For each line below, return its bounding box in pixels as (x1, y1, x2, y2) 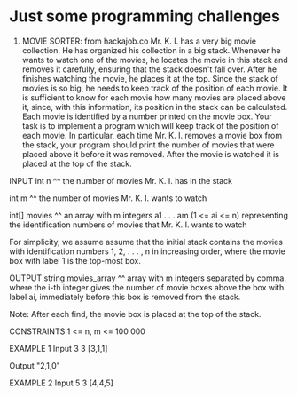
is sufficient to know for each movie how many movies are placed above (21, 91, 286, 103)
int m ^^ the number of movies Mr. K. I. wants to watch (9, 193, 207, 203)
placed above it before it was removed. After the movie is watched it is (21, 148, 279, 159)
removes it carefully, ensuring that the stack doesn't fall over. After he (21, 64, 277, 75)
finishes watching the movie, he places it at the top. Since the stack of (21, 73, 279, 83)
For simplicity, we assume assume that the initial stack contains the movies (9, 236, 284, 247)
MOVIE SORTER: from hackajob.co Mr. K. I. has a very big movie (21, 36, 257, 46)
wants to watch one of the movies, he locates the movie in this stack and (21, 54, 288, 65)
